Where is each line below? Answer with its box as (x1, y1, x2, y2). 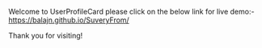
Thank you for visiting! (8, 31, 83, 40)
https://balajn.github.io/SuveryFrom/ (8, 15, 129, 25)
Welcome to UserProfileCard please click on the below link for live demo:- (8, 7, 255, 16)
